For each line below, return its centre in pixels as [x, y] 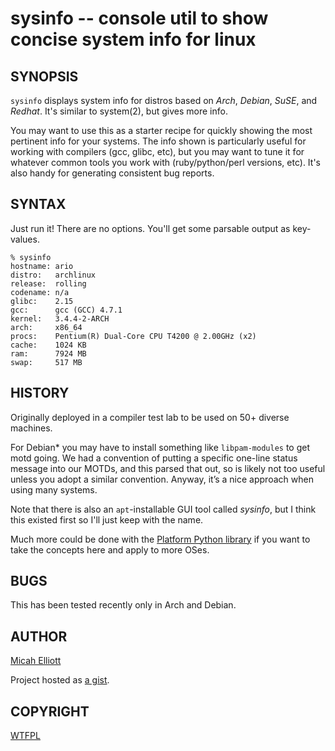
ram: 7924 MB [48, 353]
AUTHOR [39, 636]
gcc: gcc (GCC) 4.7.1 [66, 310]
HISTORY [40, 393]
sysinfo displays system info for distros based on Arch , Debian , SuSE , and [164, 100]
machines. [31, 428]
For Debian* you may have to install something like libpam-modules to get [160, 447]
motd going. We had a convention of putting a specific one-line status [154, 458]
